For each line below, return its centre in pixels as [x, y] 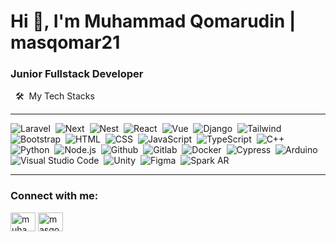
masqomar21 [65, 42]
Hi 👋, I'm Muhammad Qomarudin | [153, 21]
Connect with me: [54, 196]
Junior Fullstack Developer [77, 74]
